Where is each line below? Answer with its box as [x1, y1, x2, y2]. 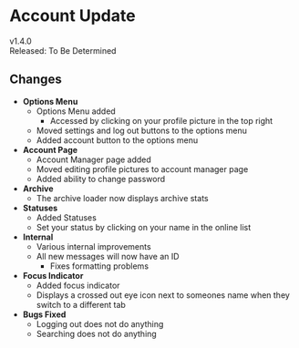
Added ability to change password [36, 173, 166, 184]
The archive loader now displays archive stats [36, 192, 209, 203]
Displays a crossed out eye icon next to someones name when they [36, 289, 290, 301]
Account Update [9, 5, 136, 26]
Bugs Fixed [22, 309, 67, 320]
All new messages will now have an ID [36, 251, 180, 261]
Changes [9, 72, 62, 87]
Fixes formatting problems [49, 261, 149, 271]
